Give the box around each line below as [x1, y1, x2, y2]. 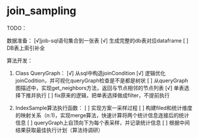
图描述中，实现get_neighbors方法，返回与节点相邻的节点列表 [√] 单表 [15, 84, 184, 91]
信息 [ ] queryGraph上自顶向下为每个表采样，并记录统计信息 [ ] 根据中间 [15, 119, 190, 126]
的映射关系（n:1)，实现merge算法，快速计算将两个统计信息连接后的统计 [15, 111, 190, 119]
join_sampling [6, 4, 77, 18]
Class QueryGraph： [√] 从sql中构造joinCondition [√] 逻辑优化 [15, 69, 166, 76]
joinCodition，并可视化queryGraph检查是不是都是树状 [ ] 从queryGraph [15, 77, 189, 84]
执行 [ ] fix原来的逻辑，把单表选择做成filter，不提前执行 [35, 92, 170, 99]
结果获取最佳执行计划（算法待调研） [15, 126, 104, 134]
